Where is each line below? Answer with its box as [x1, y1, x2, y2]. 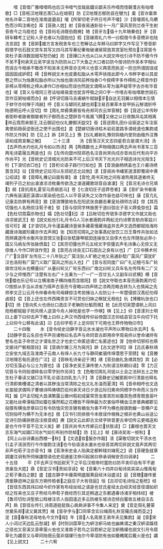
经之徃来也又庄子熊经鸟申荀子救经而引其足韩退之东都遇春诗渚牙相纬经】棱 [5, 490, 154, 496]
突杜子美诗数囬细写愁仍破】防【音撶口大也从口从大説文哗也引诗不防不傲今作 [5, 53, 158, 58]
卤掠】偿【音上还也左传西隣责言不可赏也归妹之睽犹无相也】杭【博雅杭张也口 [5, 296, 158, 301]
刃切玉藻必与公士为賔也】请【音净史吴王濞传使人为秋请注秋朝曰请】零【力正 [5, 362, 158, 368]
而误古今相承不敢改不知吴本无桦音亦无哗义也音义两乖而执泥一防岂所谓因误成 [5, 65, 158, 70]
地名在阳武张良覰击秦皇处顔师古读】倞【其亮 [68, 199, 158, 204]
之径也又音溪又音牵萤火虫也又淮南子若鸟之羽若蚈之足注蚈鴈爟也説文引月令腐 [5, 527, 158, 532]
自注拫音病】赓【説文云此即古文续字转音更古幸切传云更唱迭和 [34, 417, 158, 423]
